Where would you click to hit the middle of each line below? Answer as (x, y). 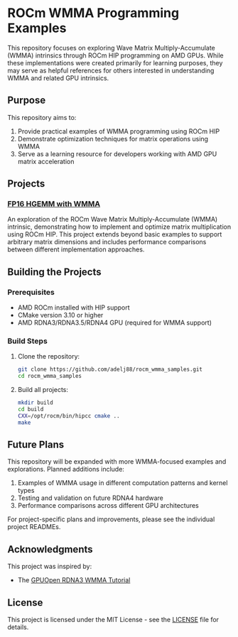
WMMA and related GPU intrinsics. (58, 78)
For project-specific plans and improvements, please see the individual (111, 519)
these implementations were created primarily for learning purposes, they (115, 62)
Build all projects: (43, 390)
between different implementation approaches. (76, 249)
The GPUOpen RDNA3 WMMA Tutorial (74, 580)
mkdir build (35, 403)
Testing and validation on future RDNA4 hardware (90, 498)
